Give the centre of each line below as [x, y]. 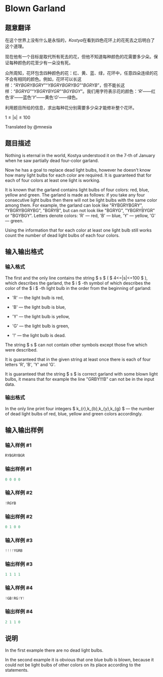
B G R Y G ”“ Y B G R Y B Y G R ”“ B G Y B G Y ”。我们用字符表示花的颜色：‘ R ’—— [83, 91]
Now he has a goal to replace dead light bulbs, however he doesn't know [78, 170]
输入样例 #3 [19, 540]
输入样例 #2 [19, 493]
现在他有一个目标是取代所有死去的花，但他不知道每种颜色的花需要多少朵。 [79, 57]
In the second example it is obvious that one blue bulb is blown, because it [79, 660]
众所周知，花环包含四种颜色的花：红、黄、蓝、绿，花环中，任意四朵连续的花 [81, 73]
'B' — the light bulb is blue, [39, 307]
